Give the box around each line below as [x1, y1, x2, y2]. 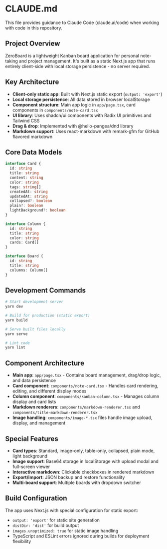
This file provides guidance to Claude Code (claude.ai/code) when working [5, 19, 160, 25]
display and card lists [12, 398, 56, 405]
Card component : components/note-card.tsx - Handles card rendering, [12, 383, 159, 389]
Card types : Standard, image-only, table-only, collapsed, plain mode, [12, 447, 155, 453]
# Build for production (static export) [5, 313, 91, 318]
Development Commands [5, 286, 86, 294]
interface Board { [5, 253, 43, 259]
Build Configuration [5, 494, 67, 502]
